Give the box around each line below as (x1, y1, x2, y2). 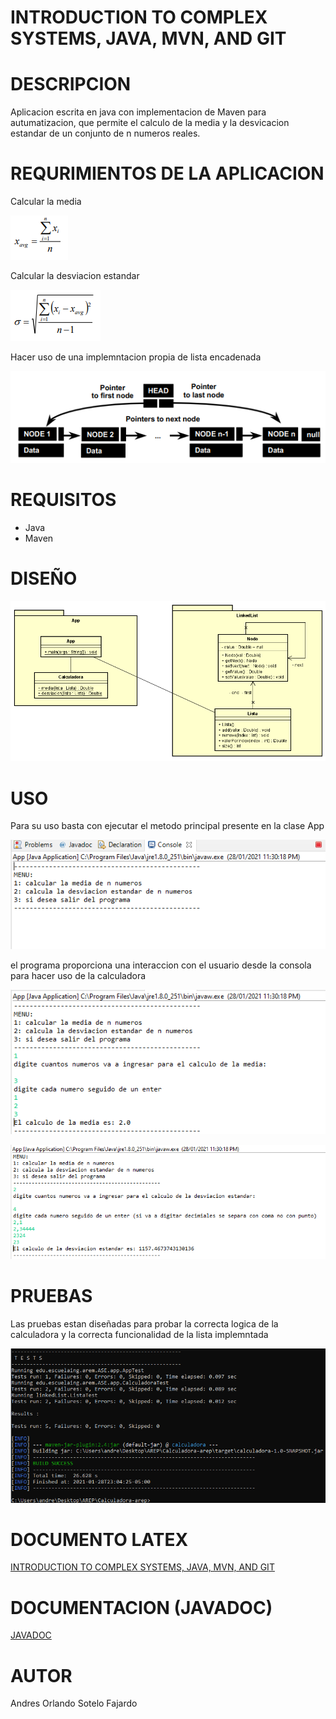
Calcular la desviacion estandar (10, 270, 140, 282)
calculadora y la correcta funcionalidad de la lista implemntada (10, 1329, 269, 1341)
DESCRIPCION (10, 73, 132, 96)
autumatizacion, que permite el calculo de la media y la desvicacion (10, 117, 290, 129)
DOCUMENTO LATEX (10, 1528, 189, 1551)
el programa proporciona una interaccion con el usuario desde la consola (10, 959, 312, 971)
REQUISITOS (10, 488, 117, 511)
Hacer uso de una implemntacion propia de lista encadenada (10, 351, 262, 363)
